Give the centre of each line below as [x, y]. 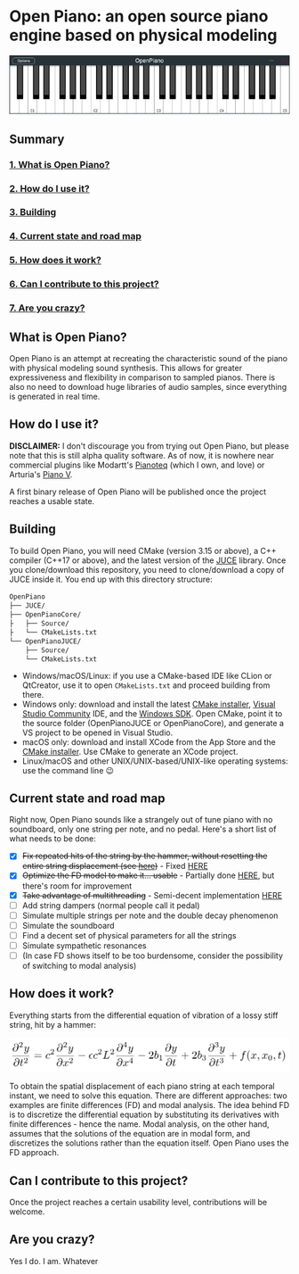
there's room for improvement [77, 886]
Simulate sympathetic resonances [84, 945]
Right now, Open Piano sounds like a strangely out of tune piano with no [141, 820]
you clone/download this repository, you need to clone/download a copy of [147, 569]
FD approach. [34, 1153]
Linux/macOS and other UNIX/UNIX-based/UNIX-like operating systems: [155, 761]
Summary [37, 139]
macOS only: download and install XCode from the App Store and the [149, 741]
